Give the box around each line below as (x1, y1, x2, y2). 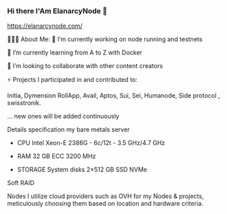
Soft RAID (7, 179, 35, 187)
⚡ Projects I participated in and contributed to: (7, 76, 138, 84)
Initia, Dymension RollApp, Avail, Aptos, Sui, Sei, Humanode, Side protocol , (7, 92, 220, 100)
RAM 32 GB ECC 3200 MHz (17, 152, 96, 160)
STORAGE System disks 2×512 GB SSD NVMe (17, 165, 148, 174)
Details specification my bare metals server (7, 125, 130, 133)
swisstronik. (7, 99, 41, 107)
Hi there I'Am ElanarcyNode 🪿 (7, 6, 108, 16)
